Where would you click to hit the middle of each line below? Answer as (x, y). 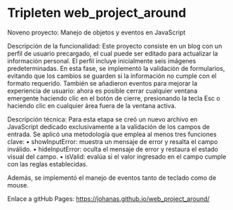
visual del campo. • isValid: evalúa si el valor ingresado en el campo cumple (117, 157)
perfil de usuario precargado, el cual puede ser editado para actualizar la (113, 53)
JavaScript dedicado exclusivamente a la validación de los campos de (109, 126)
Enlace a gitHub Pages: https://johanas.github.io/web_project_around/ (108, 199)
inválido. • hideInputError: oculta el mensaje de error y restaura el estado (113, 149)
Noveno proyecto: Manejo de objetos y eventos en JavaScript (96, 32)
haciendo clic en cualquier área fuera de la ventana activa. (92, 105)
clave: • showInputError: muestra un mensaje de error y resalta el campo (113, 141)
